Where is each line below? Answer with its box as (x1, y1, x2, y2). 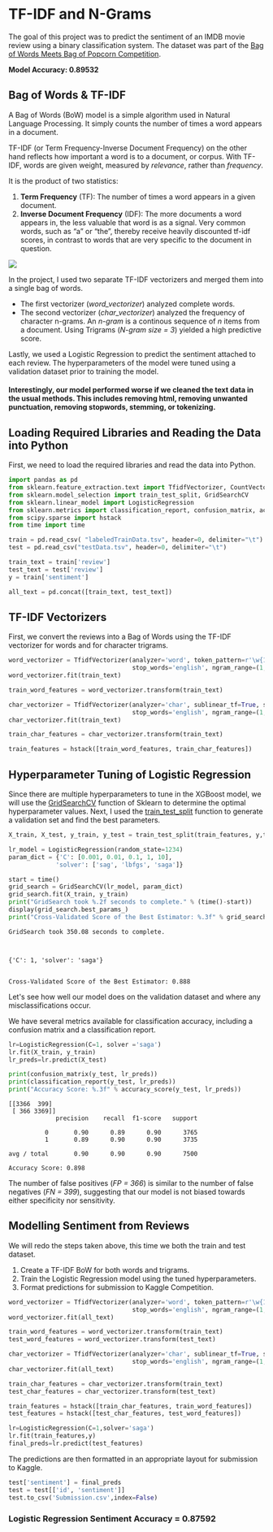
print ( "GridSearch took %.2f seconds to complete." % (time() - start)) (8, 898, 253, 906)
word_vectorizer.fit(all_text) (8, 1313, 115, 1322)
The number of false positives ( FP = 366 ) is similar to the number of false (8, 1178, 254, 1188)
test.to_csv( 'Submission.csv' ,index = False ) (8, 1493, 158, 1502)
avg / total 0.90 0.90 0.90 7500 (8, 1150, 198, 1158)
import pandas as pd (8, 476, 79, 484)
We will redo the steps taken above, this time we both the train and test (8, 1240, 246, 1250)
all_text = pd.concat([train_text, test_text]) (8, 588, 173, 596)
